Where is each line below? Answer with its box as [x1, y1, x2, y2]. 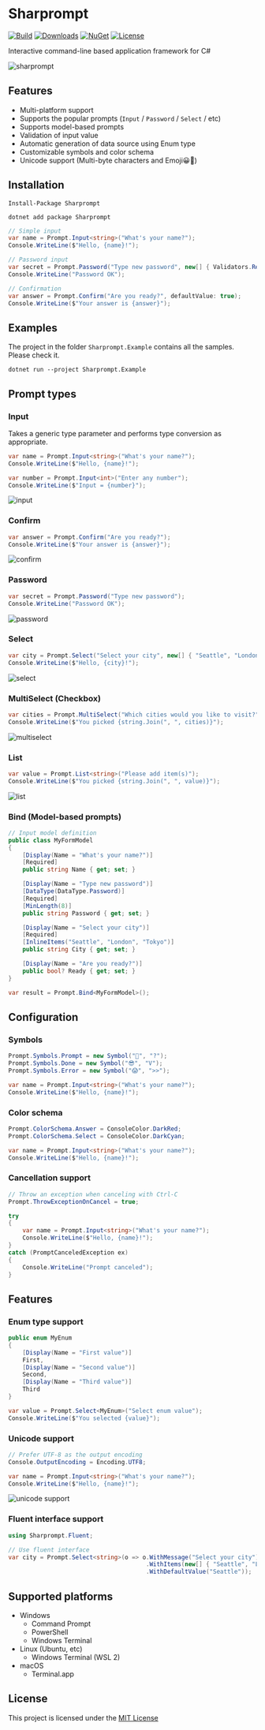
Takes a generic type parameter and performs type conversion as [8, 428, 222, 438]
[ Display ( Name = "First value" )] [22, 1348, 132, 1357]
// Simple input [8, 226, 62, 235]
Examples [8, 321, 58, 334]
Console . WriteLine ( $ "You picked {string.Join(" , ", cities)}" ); [8, 718, 224, 726]
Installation [8, 178, 65, 192]
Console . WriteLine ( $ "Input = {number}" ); [8, 481, 147, 489]
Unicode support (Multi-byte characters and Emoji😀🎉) [19, 155, 197, 165]
